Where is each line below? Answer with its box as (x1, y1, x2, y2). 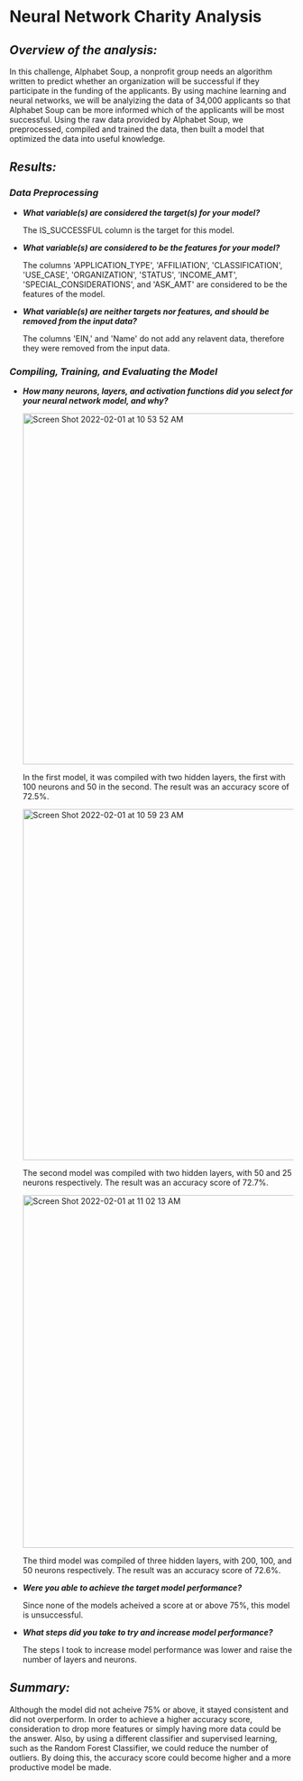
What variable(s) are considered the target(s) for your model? (22, 207, 261, 218)
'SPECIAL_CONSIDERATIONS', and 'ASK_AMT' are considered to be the (22, 278, 288, 290)
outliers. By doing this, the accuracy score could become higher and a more (9, 1752, 291, 1763)
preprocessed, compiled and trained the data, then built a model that (9, 124, 265, 135)
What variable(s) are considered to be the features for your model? (22, 242, 280, 253)
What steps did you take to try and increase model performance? (22, 1627, 273, 1637)
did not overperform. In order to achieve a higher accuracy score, (9, 1713, 252, 1724)
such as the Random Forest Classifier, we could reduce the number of (9, 1742, 269, 1753)
